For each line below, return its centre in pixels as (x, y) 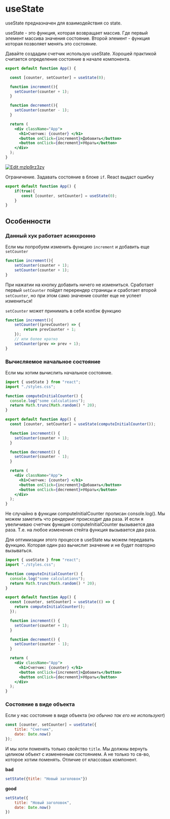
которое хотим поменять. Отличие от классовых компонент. (71, 759)
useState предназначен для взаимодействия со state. (64, 23)
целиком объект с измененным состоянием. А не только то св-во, (78, 754)
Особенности (28, 221)
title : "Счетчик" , (34, 730)
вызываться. (19, 551)
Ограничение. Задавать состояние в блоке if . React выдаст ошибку (80, 177)
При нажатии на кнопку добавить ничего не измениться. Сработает (80, 285)
